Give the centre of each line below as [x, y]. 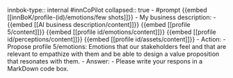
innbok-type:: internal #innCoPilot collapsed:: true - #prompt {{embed [107, 10]
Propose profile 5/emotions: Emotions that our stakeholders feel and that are [117, 47]
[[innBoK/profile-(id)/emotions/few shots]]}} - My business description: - [112, 17]
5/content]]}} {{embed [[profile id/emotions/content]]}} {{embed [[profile [112, 32]
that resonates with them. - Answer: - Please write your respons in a [105, 61]
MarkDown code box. [38, 69]
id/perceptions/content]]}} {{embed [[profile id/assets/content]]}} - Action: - [116, 39]
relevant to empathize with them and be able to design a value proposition [113, 54]
